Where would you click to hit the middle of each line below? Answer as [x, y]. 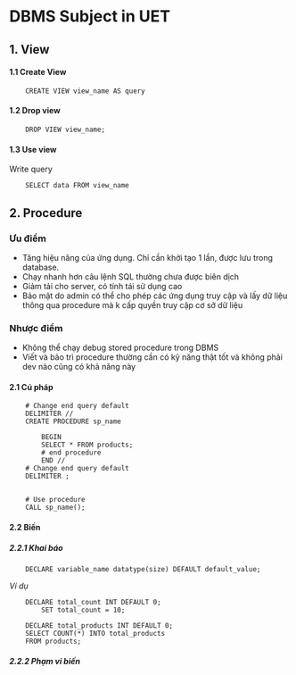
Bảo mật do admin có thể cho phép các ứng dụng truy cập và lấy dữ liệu [155, 296]
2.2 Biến [25, 527]
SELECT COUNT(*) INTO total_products [95, 633]
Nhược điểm [37, 328]
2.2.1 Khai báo [37, 547]
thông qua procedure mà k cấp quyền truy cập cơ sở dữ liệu [132, 304]
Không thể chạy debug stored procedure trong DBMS [120, 348]
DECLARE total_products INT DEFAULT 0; [99, 625]
